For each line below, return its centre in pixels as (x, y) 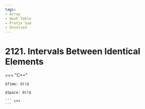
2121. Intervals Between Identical (73, 52)
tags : (10, 9)
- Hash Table (18, 18)
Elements (24, 62)
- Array (13, 14)
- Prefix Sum (18, 23)
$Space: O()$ (18, 93)
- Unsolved (16, 28)
